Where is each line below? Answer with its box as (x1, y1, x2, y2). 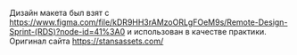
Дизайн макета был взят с (9, 8, 110, 18)
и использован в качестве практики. (127, 27, 268, 36)
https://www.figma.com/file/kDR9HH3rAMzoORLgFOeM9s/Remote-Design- (9, 17, 288, 27)
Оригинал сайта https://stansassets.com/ (9, 35, 164, 46)
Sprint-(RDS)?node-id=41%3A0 (9, 27, 126, 36)
